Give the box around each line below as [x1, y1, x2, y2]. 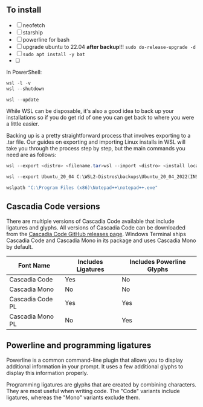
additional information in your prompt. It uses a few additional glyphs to [6, 362, 184, 370]
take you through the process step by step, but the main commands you [6, 145, 185, 152]
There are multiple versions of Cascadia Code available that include [6, 217, 175, 225]
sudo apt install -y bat [22, 51, 86, 57]
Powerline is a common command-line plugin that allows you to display [6, 356, 183, 364]
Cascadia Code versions [6, 202, 100, 212]
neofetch [22, 21, 45, 29]
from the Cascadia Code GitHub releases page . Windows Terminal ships [6, 230, 186, 237]
